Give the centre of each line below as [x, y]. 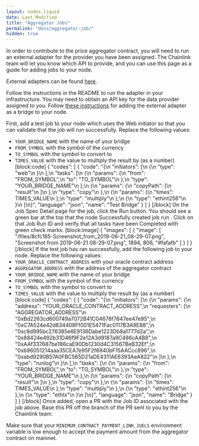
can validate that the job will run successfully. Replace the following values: [99, 130]
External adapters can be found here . [52, 82]
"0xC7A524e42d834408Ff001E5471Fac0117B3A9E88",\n [84, 325]
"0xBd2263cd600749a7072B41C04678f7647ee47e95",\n [85, 319]
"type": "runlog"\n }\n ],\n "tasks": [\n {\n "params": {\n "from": [92, 363]
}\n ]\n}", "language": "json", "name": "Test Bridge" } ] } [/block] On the [102, 205]
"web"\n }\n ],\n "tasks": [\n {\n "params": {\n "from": [80, 173]
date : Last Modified [32, 17]
